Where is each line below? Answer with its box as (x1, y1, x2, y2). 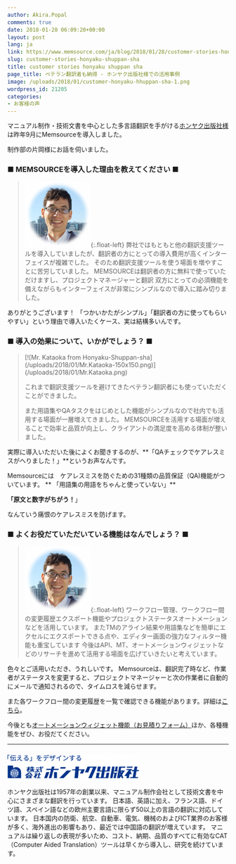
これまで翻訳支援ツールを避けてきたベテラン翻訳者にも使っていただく (24, 382, 228, 390)
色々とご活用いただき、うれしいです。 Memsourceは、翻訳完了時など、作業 (7, 665, 227, 673)
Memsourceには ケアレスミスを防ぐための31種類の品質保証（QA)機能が (7, 471, 219, 480)
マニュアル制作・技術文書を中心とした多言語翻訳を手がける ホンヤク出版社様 (7, 122, 229, 130)
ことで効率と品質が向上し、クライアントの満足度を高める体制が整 (30, 424, 221, 432)
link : (7, 49, 23, 56)
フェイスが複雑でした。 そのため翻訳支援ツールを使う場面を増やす (24, 258, 218, 267)
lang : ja (7, 41, 33, 49)
